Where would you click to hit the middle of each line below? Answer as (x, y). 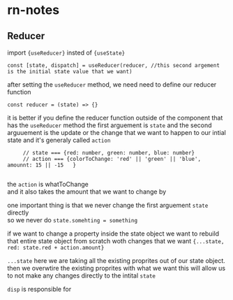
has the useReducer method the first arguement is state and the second (110, 125)
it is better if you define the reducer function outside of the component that (115, 118)
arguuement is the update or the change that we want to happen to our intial (117, 133)
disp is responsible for (39, 289)
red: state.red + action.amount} (56, 248)
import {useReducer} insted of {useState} (66, 52)
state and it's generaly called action (59, 140)
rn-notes (33, 10)
